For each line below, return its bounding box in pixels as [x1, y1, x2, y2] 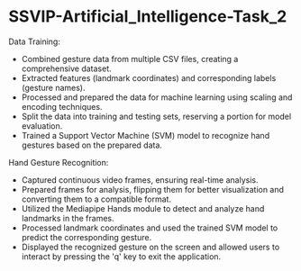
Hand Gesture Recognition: [8, 157, 109, 167]
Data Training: [8, 36, 60, 47]
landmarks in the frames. [21, 212, 114, 223]
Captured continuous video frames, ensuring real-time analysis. [21, 174, 259, 185]
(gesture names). [21, 82, 86, 93]
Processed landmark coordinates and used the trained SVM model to [21, 222, 278, 233]
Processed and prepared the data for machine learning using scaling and [21, 92, 293, 103]
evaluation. [21, 120, 63, 131]
